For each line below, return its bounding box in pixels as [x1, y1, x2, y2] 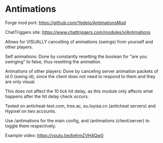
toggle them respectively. [5, 123, 56, 129]
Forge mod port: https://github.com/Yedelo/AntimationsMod [5, 20, 126, 26]
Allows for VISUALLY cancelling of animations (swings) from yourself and [5, 38, 153, 45]
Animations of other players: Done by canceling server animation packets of [5, 68, 159, 74]
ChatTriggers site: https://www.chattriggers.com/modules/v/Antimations [5, 29, 151, 35]
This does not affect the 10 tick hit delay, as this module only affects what [5, 88, 153, 94]
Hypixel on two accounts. [5, 108, 56, 114]
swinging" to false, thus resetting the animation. [5, 58, 102, 64]
